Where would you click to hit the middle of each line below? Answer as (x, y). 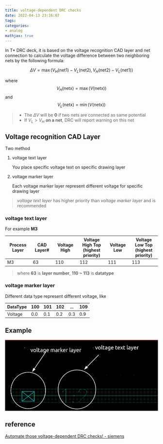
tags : (10, 20)
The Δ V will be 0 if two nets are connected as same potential (85, 115)
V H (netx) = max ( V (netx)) (81, 89)
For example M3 (21, 229)
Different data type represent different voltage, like (56, 296)
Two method (17, 148)
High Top (92, 245)
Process (18, 245)
